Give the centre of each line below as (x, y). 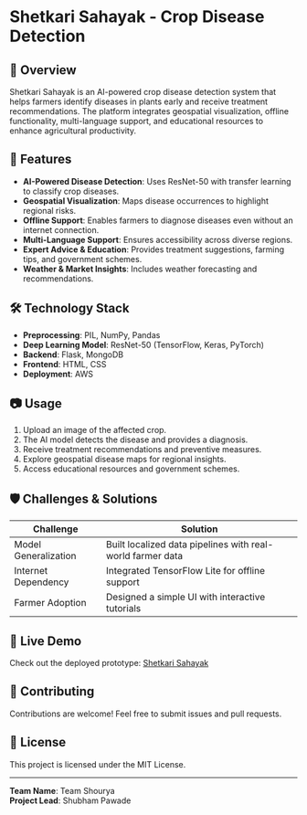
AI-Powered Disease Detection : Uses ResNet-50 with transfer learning (157, 181)
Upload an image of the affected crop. (95, 430)
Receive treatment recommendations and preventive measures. (142, 450)
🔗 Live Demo (46, 641)
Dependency (42, 582)
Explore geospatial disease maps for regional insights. (124, 460)
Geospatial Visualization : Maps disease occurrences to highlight (146, 201)
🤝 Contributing (52, 692)
